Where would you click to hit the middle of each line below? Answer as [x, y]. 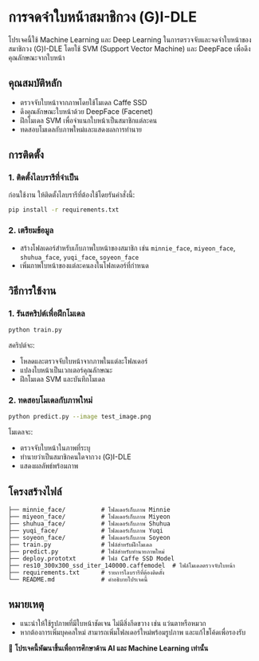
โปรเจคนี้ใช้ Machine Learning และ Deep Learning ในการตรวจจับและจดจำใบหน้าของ [130, 39]
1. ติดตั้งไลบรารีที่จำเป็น [43, 178]
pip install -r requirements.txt [64, 210]
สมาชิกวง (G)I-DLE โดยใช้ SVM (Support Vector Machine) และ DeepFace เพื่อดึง [129, 49]
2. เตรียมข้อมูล [31, 230]
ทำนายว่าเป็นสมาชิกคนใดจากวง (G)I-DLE [75, 457]
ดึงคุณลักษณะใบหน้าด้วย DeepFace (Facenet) [86, 111]
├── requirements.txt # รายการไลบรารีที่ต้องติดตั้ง [86, 573]
